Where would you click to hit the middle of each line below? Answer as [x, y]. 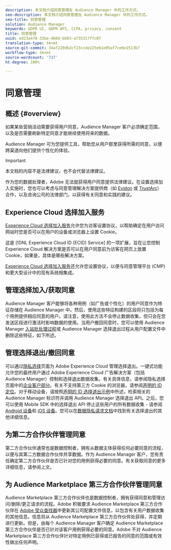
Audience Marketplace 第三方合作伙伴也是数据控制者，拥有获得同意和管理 [83, 498]
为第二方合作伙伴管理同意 [45, 435]
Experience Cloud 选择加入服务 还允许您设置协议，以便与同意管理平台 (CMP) [85, 266]
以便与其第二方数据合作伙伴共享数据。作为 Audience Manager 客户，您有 [82, 454]
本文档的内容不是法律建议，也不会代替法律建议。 [56, 171]
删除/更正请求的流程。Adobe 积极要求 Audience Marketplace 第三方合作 [87, 504]
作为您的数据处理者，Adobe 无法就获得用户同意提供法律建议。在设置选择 [82, 182]
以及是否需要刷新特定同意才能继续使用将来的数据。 [59, 133]
